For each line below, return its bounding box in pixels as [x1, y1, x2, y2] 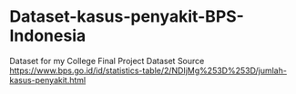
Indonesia [9, 25, 87, 46]
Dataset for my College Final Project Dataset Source [9, 55, 205, 66]
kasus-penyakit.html [9, 74, 87, 85]
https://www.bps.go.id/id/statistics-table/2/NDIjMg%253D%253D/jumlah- [9, 65, 287, 76]
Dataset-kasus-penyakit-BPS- [9, 6, 244, 27]
